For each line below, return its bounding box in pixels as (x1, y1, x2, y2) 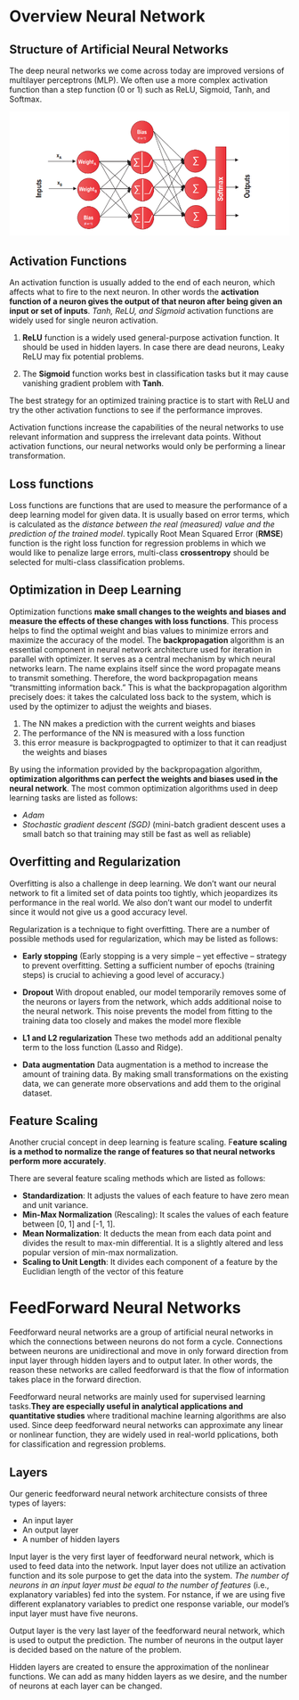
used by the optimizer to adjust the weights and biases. (9, 701, 212, 711)
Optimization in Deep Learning (9, 582, 182, 598)
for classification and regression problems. (9, 1439, 166, 1450)
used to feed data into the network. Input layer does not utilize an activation (9, 1561, 287, 1572)
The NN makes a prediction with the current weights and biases (21, 718, 256, 728)
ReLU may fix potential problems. (21, 351, 144, 362)
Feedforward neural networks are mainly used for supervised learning (9, 1392, 266, 1402)
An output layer (21, 1524, 79, 1535)
